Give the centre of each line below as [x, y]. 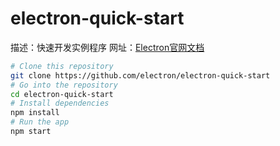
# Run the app [40, 122]
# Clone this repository [62, 66]
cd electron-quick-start [62, 94]
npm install [35, 113]
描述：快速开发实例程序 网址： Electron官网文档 [107, 47]
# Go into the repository [64, 85]
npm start [31, 132]
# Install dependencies [60, 103]
